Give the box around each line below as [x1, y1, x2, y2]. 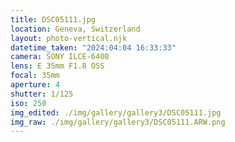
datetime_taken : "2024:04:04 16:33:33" [10, 42, 177, 53]
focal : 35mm [10, 71, 60, 81]
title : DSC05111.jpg [10, 14, 97, 25]
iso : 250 [10, 98, 47, 108]
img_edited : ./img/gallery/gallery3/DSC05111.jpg [10, 107, 222, 118]
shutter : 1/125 [10, 89, 74, 99]
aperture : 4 [10, 80, 60, 90]
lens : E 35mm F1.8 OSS [10, 61, 105, 71]
